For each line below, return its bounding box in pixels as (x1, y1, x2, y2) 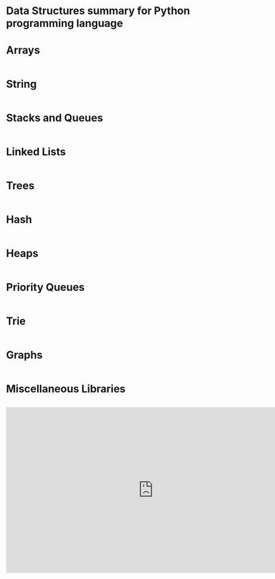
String (6, 78, 37, 91)
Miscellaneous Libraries (6, 382, 126, 395)
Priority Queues (6, 280, 85, 294)
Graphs (6, 348, 43, 362)
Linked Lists (6, 145, 66, 158)
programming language (6, 16, 123, 30)
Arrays (6, 44, 40, 57)
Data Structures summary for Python (6, 4, 190, 18)
